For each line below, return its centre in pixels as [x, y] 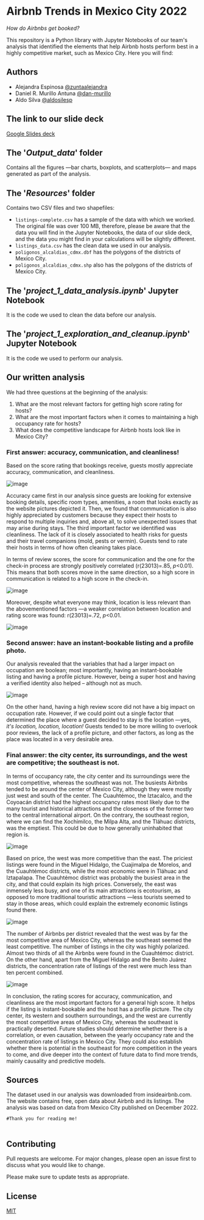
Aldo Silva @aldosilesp [44, 99]
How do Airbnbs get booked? [43, 28]
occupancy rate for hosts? [48, 423]
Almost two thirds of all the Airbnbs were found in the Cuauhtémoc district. [100, 953]
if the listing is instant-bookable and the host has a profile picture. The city [100, 1009]
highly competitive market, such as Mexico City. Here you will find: [90, 52]
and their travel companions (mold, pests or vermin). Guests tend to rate [97, 540]
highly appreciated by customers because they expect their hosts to [92, 515]
